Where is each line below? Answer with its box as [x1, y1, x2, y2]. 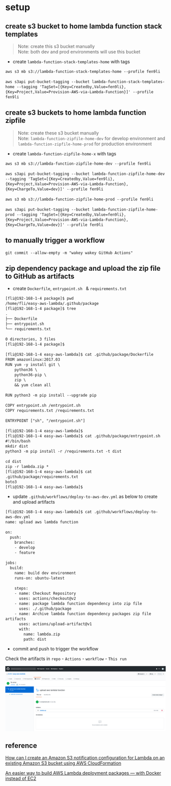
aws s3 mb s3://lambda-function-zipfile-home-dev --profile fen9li [5, 161, 152, 166]
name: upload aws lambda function [5, 519, 79, 525]
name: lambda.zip [23, 632, 60, 637]
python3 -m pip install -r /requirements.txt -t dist [5, 449, 122, 454]
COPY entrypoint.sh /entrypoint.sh [5, 403, 81, 408]
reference [5, 741, 37, 750]
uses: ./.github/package [18, 606, 72, 612]
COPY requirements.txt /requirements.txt [5, 408, 95, 413]
